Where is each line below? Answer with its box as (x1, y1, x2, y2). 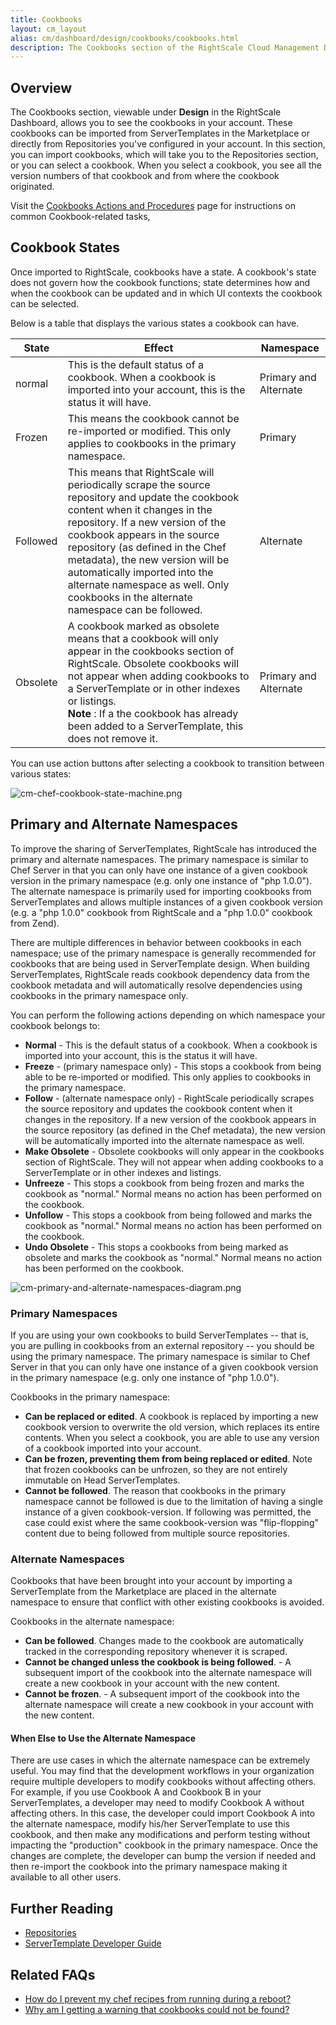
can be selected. (10, 297, 80, 310)
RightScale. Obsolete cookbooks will (67, 656, 240, 670)
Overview (10, 79, 73, 96)
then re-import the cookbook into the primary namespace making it (10, 1861, 288, 1873)
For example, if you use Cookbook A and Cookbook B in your (10, 1786, 262, 1798)
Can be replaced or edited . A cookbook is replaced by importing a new (24, 1410, 319, 1422)
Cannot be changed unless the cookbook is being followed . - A (24, 1656, 292, 1668)
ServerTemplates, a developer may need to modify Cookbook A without (10, 1797, 305, 1809)
